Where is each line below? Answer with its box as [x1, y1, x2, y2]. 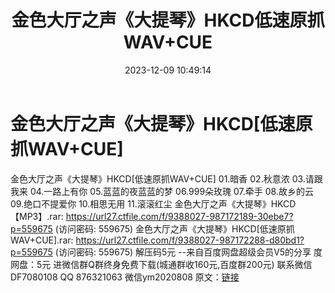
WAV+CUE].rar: [10, 234, 74, 246]
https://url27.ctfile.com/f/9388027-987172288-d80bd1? [75, 234, 305, 246]
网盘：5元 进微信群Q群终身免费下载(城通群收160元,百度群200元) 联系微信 [10, 258, 313, 270]
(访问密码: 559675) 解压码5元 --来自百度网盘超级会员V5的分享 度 [54, 246, 323, 258]
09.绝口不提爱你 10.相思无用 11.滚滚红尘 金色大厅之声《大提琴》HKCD [10, 197, 297, 210]
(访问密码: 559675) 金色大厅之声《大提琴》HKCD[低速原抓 [54, 222, 295, 235]
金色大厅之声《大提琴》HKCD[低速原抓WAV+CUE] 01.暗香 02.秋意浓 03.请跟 [10, 172, 323, 185]
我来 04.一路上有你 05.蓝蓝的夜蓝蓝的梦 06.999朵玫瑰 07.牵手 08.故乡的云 [10, 185, 314, 197]
